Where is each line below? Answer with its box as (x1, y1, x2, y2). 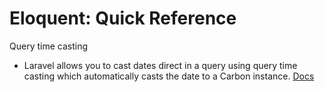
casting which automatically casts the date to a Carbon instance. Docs (23, 70, 315, 82)
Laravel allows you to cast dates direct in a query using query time (23, 59, 298, 71)
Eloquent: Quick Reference (9, 7, 237, 30)
